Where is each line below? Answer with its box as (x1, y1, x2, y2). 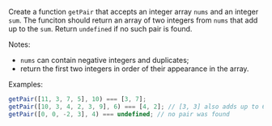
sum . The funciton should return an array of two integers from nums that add (8, 15, 258, 25)
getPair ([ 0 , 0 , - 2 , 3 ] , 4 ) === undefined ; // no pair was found (8, 110, 230, 118)
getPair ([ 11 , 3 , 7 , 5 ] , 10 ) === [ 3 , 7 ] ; (8, 95, 147, 103)
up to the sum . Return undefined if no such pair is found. (8, 24, 193, 33)
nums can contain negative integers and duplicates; (19, 56, 189, 65)
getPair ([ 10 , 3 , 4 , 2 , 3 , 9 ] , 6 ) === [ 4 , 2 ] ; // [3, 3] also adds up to (8, 103, 259, 111)
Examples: (8, 80, 43, 89)
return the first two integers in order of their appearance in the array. (19, 64, 249, 73)
